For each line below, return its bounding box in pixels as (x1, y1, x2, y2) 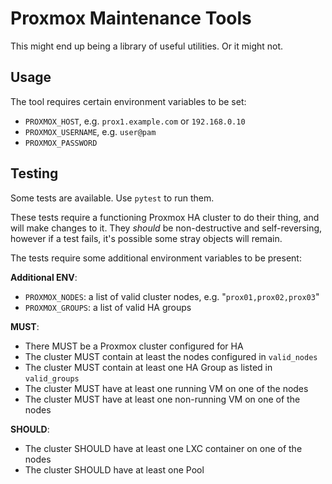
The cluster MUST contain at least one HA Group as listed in (24, 361, 273, 373)
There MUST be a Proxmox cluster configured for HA (24, 340, 244, 352)
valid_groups (24, 373, 80, 384)
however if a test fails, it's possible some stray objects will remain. (10, 232, 283, 244)
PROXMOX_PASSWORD (24, 138, 98, 148)
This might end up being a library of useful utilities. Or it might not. (10, 40, 284, 52)
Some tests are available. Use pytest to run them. (10, 192, 215, 204)
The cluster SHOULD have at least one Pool (24, 463, 205, 476)
